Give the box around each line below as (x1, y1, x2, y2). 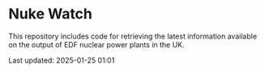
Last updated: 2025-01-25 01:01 (8, 55, 115, 65)
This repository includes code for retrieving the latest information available (8, 31, 258, 41)
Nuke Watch (8, 5, 93, 23)
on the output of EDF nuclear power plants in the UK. (8, 39, 185, 49)
